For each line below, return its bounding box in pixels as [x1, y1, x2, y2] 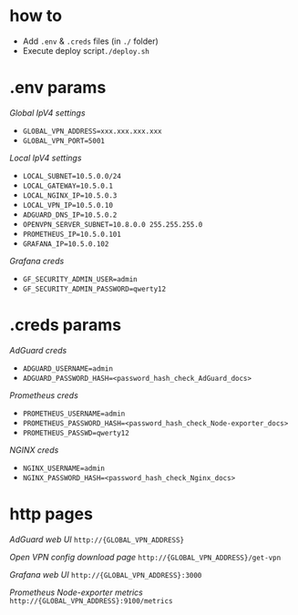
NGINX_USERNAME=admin [22, 464, 105, 473]
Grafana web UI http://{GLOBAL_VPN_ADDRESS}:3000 [9, 569, 202, 579]
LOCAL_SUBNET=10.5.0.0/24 [22, 171, 121, 180]
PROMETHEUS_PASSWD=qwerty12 [22, 428, 129, 437]
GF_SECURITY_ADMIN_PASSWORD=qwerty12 [22, 284, 167, 293]
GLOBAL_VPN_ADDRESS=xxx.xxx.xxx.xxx [22, 127, 162, 136]
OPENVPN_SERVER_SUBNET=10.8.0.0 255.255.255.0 [22, 220, 203, 229]
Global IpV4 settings [9, 107, 86, 118]
